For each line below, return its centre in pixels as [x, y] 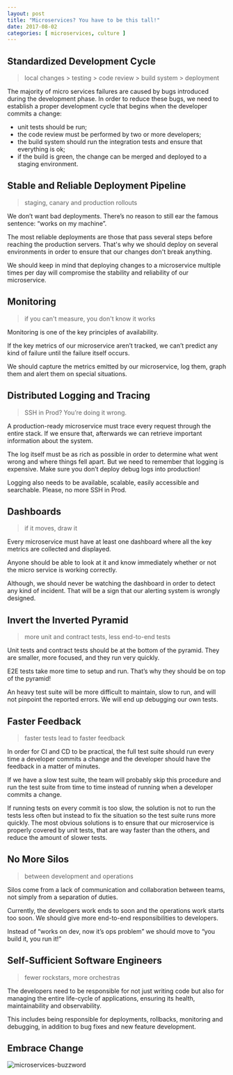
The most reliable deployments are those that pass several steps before [110, 236]
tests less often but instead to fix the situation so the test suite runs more [112, 815]
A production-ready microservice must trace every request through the [109, 426]
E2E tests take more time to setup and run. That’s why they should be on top [116, 671]
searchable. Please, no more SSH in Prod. [67, 490]
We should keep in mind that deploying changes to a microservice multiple [114, 265]
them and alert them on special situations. [67, 373]
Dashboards [34, 511]
